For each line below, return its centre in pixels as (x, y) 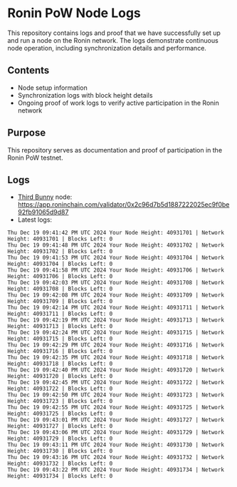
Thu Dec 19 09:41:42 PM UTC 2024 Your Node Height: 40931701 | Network (116, 233)
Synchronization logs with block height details (85, 95)
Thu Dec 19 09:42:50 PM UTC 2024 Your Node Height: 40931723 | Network (116, 395)
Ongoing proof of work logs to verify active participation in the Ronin (118, 103)
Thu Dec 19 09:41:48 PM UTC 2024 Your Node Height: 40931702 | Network (116, 245)
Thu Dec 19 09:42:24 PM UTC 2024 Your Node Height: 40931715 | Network (116, 333)
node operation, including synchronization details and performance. (107, 48)
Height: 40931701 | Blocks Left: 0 (60, 239)
